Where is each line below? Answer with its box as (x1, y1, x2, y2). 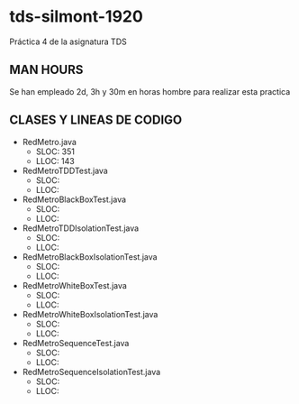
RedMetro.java (22, 136, 77, 147)
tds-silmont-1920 (9, 6, 144, 27)
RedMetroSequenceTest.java (22, 337, 130, 348)
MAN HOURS (9, 62, 84, 78)
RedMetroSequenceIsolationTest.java (22, 366, 161, 377)
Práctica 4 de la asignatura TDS (9, 36, 128, 47)
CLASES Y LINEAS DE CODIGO (9, 113, 183, 128)
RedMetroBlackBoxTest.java (22, 194, 127, 205)
